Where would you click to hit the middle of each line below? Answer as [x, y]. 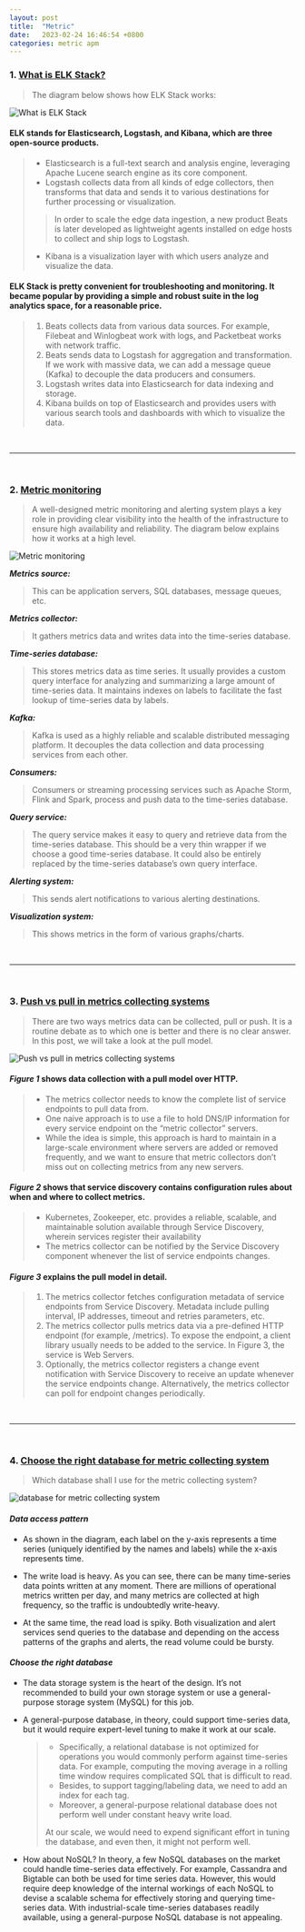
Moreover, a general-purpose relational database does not [168, 1805]
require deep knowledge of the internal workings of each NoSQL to [148, 1888]
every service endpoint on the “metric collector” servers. [152, 1128]
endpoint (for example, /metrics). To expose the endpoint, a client [168, 1335]
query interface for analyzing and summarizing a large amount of [153, 681]
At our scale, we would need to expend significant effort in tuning [167, 1832]
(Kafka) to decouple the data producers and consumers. [150, 374]
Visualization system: [52, 916]
